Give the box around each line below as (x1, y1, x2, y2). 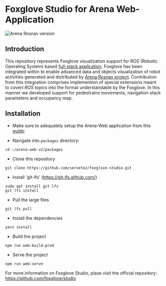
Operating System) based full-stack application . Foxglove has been (5, 63, 143, 69)
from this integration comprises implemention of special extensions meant (5, 79, 157, 85)
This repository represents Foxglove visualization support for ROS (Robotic (5, 58, 158, 64)
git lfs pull (5, 206, 32, 212)
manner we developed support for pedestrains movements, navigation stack (5, 89, 161, 95)
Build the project (12, 233, 46, 239)
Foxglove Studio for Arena (5, 3, 115, 15)
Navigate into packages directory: (12, 138, 80, 143)
